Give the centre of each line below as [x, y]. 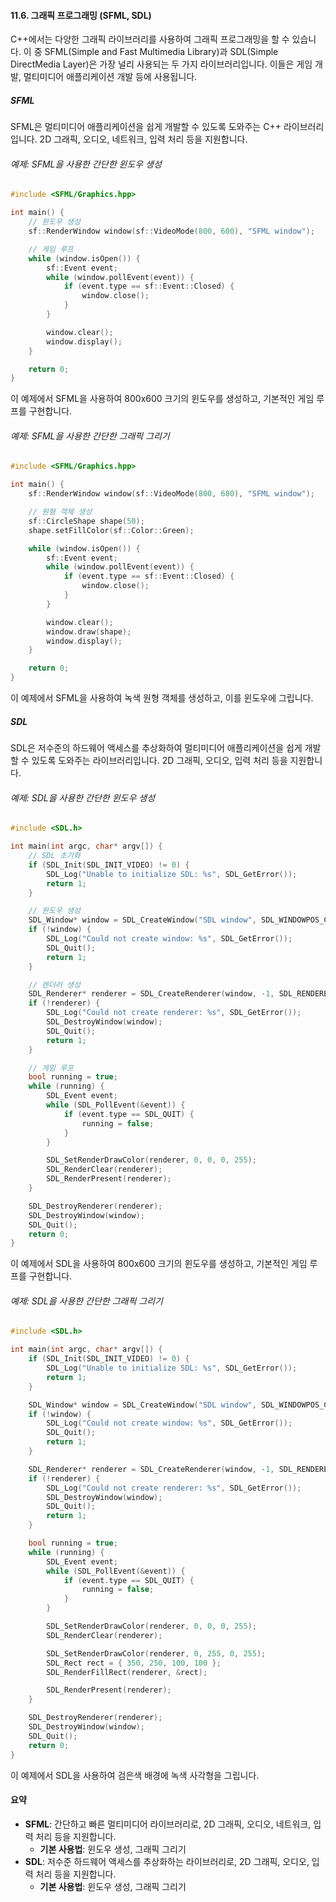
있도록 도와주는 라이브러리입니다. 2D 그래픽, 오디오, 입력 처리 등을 [159, 761]
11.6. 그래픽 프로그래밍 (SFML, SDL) [81, 15]
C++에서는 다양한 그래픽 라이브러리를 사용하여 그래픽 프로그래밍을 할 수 [150, 39]
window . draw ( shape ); [89, 631]
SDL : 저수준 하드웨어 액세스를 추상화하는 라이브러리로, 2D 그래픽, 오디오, [167, 1861]
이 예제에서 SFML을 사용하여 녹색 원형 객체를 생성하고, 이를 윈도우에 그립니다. [162, 698]
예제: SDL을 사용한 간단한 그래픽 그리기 [86, 1301]
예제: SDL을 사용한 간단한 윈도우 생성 [83, 797]
